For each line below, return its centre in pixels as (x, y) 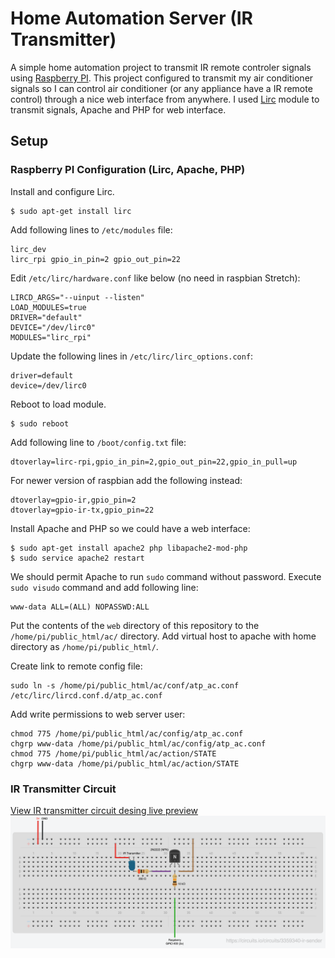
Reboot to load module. (58, 404)
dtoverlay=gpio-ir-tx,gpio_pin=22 (82, 510)
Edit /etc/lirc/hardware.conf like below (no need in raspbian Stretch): (155, 278)
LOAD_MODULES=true (48, 307)
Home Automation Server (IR (131, 18)
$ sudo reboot (40, 423)
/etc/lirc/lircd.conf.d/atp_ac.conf (86, 695)
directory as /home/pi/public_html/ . (84, 646)
